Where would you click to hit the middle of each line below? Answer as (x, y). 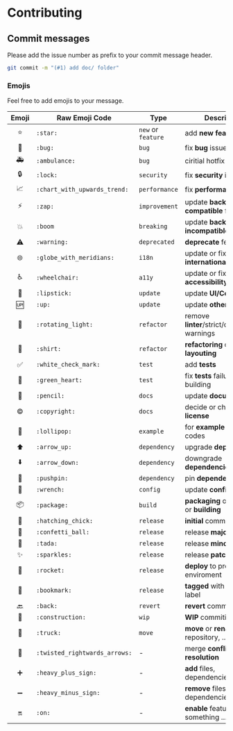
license (197, 416)
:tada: (46, 544)
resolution (202, 657)
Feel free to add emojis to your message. (66, 101)
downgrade (204, 459)
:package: (52, 506)
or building (203, 510)
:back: (46, 606)
